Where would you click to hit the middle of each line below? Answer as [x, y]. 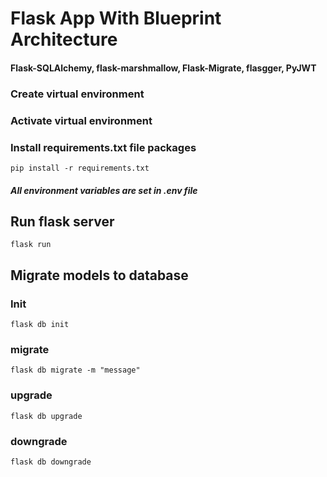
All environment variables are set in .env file [104, 190]
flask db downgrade [51, 462]
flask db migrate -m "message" [75, 370]
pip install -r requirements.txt [80, 168]
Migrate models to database [99, 275]
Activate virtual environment [81, 120]
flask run [31, 245]
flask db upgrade [46, 416]
